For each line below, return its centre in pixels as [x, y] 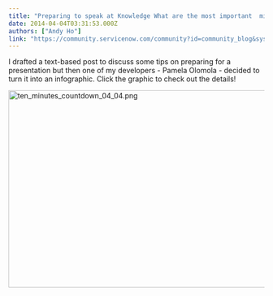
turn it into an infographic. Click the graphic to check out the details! [122, 79]
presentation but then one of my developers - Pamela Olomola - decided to [134, 71]
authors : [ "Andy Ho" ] [45, 31]
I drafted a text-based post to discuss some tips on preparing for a [120, 62]
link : [17, 39]
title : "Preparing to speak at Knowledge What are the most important [130, 16]
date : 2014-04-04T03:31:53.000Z [63, 24]
